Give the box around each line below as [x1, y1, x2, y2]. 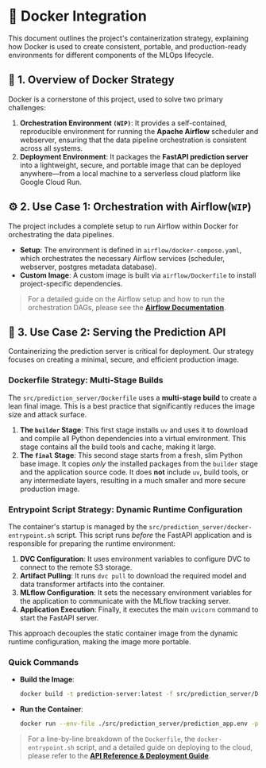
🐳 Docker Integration [8, 7, 147, 25]
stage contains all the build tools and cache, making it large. [19, 442, 217, 451]
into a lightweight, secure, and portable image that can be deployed [19, 160, 241, 170]
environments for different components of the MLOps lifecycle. [8, 50, 214, 60]
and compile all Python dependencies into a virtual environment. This [19, 433, 246, 443]
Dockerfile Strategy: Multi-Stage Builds [8, 374, 164, 386]
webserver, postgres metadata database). [19, 262, 157, 271]
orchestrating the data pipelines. [8, 229, 114, 239]
